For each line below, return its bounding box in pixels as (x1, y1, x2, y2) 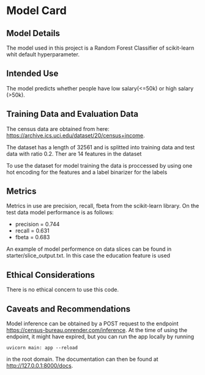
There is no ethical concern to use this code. (6, 286, 119, 294)
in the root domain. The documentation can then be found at (6, 355, 158, 363)
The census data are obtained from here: (6, 125, 110, 132)
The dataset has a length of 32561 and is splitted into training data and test (6, 143, 195, 150)
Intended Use (6, 69, 59, 79)
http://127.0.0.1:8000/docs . (6, 362, 73, 369)
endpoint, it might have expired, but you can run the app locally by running (6, 333, 195, 340)
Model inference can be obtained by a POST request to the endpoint (6, 320, 179, 327)
